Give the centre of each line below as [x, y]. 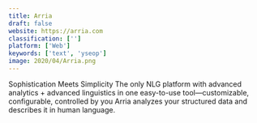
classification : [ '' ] [45, 38]
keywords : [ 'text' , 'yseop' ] [58, 53]
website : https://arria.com [56, 31]
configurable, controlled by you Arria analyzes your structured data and [128, 101]
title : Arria [30, 16]
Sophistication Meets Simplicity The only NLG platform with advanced [125, 84]
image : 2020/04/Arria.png [52, 61]
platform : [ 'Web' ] [39, 46]
